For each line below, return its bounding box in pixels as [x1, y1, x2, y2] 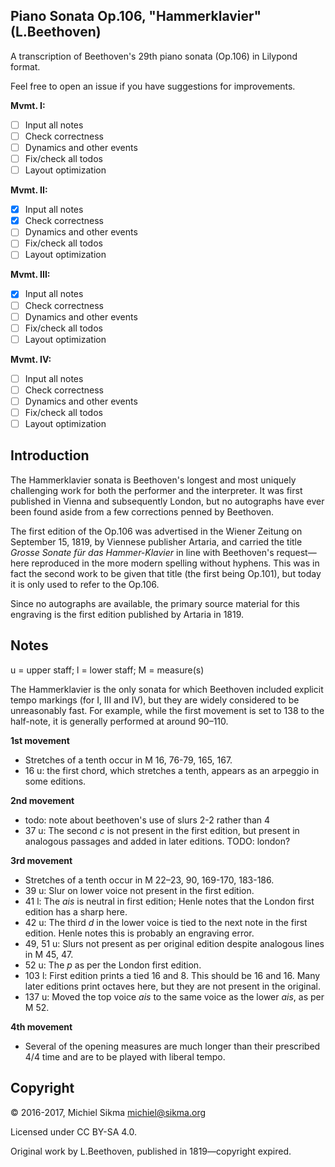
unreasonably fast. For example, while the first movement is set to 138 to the [10, 704, 325, 716]
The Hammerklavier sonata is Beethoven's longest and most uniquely [10, 474, 297, 486]
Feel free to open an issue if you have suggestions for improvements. [10, 80, 296, 92]
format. [10, 60, 41, 73]
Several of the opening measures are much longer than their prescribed [24, 1040, 321, 1052]
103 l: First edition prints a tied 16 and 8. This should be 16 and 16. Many [24, 969, 321, 981]
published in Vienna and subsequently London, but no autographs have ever [10, 495, 325, 507]
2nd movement [10, 794, 75, 806]
